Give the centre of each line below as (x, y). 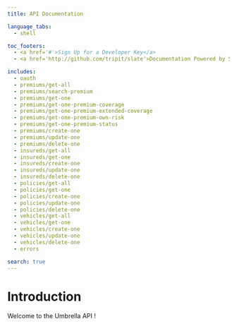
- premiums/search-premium (53, 91)
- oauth (25, 78)
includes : (22, 72)
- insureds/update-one (47, 170)
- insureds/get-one (42, 157)
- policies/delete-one (47, 210)
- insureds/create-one (47, 164)
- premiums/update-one (47, 137)
